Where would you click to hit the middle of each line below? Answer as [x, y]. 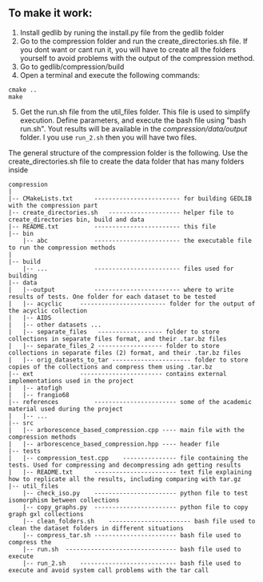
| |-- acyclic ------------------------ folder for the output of [132, 304]
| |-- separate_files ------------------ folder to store [114, 332]
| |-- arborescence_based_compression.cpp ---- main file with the [127, 430]
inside [18, 170]
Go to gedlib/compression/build [72, 67]
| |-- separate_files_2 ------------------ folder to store [114, 346]
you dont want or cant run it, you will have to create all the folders [128, 49]
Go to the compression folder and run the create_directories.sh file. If [133, 41]
